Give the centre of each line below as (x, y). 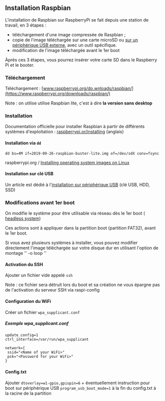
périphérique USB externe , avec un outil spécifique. (64, 45)
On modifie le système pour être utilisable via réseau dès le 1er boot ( (75, 214)
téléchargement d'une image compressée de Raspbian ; (69, 34)
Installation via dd (23, 143)
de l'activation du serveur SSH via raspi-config (52, 290)
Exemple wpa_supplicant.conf (37, 323)
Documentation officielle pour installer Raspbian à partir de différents (75, 127)
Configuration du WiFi (28, 301)
